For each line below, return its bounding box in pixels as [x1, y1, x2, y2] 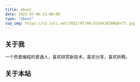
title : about [5, 7, 32, 12]
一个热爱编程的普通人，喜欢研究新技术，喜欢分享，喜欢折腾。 [5, 54, 130, 60]
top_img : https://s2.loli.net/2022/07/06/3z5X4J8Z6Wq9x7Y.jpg [5, 20, 135, 26]
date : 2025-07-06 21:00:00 [5, 12, 60, 17]
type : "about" [5, 16, 34, 21]
